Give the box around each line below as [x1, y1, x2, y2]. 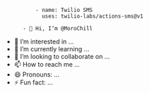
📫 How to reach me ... [13, 60, 80, 68]
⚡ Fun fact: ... [13, 78, 53, 86]
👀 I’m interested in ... [13, 37, 74, 46]
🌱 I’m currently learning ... [13, 45, 90, 53]
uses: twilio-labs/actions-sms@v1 [41, 13, 144, 20]
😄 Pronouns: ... [13, 70, 60, 79]
